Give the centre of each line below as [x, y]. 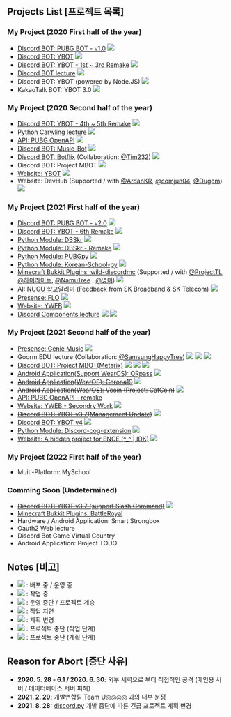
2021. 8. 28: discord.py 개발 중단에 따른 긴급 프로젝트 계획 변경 [104, 705]
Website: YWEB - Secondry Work [65, 405]
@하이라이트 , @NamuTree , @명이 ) [66, 280]
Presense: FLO [38, 298]
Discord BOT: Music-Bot [52, 149]
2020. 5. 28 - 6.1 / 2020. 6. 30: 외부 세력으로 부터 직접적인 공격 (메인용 [115, 679]
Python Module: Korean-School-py [67, 265]
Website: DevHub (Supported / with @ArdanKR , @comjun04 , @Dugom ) [120, 181]
